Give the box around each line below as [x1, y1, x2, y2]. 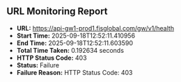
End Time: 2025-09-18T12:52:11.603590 [16, 38, 134, 47]
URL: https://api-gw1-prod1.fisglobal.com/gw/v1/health [16, 24, 175, 32]
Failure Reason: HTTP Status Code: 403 [16, 68, 133, 76]
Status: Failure [16, 60, 60, 69]
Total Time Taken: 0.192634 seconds [16, 46, 125, 54]
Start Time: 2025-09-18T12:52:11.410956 [16, 31, 136, 40]
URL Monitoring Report [6, 6, 109, 17]
